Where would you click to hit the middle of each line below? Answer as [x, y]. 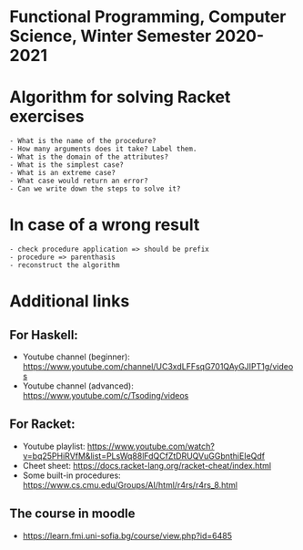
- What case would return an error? [79, 181]
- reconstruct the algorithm [65, 265]
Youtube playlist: [54, 446]
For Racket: [42, 425]
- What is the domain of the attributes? [89, 157]
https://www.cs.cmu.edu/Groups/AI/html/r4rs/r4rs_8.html [130, 484]
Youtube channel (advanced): [78, 386]
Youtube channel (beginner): [76, 357]
